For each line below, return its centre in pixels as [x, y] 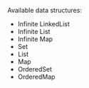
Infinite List [34, 32]
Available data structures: [44, 10]
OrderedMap [36, 77]
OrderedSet [35, 69]
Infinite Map [35, 39]
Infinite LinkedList [43, 24]
